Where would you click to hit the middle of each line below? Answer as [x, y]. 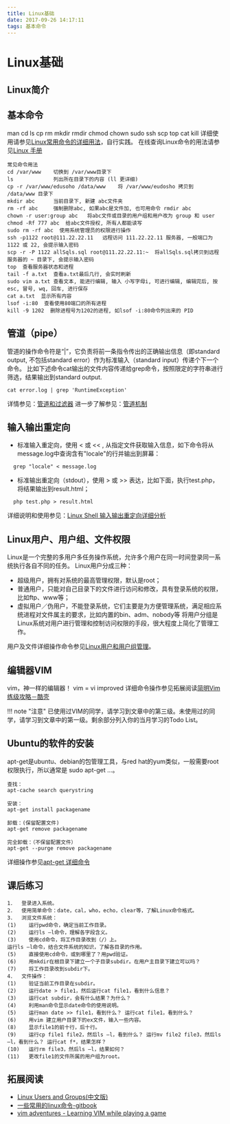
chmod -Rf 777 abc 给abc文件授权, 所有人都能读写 [75, 223]
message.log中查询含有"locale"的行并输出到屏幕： [89, 453]
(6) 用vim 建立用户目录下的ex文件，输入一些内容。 [76, 1020]
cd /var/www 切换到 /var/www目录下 [59, 172]
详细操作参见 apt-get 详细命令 [49, 862]
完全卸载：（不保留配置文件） [42, 842]
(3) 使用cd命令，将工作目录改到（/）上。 [64, 940]
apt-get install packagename [49, 809]
